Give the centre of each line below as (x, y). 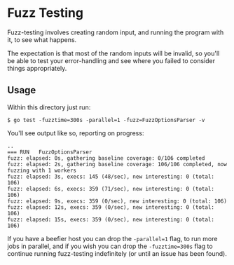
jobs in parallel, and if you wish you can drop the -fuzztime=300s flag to (110, 246)
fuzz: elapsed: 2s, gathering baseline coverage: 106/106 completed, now (117, 164)
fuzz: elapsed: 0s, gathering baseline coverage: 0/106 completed (106, 158)
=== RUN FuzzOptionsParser (50, 152)
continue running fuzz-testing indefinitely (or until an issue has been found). (117, 253)
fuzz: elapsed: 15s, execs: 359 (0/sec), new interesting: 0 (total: (111, 219)
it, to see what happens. (42, 39)
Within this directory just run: (49, 107)
